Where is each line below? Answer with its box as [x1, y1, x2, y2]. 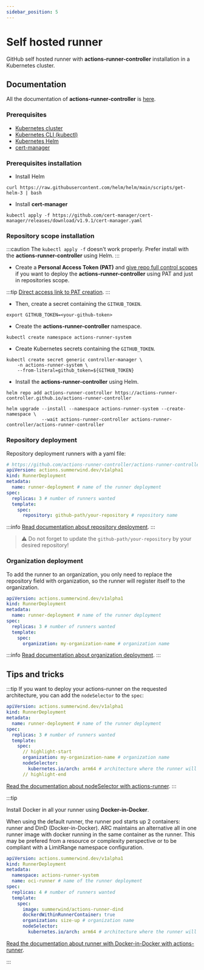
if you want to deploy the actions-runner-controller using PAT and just [15, 270, 193, 277]
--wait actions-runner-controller [41, 417, 129, 423]
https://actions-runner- [115, 390, 178, 396]
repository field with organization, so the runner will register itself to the [6, 577, 185, 584]
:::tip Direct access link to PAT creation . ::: [6, 288, 110, 296]
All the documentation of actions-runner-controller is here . [6, 95, 156, 103]
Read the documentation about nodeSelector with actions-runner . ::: [6, 782, 177, 789]
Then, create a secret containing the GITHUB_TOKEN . [15, 300, 142, 308]
